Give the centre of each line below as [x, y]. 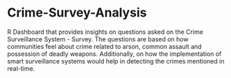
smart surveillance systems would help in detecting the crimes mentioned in [116, 61]
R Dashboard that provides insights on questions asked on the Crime [105, 32]
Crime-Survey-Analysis [77, 13]
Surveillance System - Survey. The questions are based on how [98, 39]
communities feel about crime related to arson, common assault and [105, 46]
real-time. [21, 68]
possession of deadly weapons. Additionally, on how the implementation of [114, 54]
